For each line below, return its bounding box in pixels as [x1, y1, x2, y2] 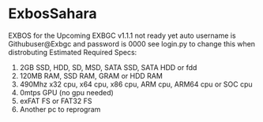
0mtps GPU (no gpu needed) [19, 87, 115, 97]
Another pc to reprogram [19, 104, 101, 114]
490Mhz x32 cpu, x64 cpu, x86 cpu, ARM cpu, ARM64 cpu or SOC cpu [19, 79, 253, 89]
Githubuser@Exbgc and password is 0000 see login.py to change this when [8, 39, 255, 48]
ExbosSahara [8, 5, 97, 23]
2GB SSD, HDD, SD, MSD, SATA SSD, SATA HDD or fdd [19, 62, 197, 72]
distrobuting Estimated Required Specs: [8, 47, 137, 57]
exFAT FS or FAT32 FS [19, 96, 92, 105]
